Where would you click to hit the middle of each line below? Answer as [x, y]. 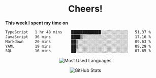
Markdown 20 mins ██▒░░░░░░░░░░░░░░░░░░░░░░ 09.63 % [78, 42]
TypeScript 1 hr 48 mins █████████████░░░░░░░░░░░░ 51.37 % [78, 32]
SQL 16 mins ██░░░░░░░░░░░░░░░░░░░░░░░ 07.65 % [78, 51]
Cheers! [85, 9]
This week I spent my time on [37, 23]
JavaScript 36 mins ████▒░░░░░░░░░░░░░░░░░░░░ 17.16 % [78, 37]
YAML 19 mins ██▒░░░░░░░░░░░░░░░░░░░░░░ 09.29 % [78, 46]
